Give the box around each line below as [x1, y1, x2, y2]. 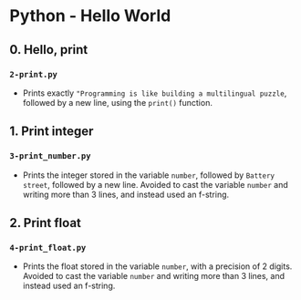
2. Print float [9, 215, 82, 231]
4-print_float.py [9, 243, 87, 253]
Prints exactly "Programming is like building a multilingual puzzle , [22, 88, 287, 98]
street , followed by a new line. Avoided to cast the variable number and [22, 179, 289, 190]
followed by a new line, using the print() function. [22, 97, 213, 108]
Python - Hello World [9, 5, 171, 26]
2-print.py [9, 69, 57, 79]
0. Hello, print [9, 42, 88, 57]
